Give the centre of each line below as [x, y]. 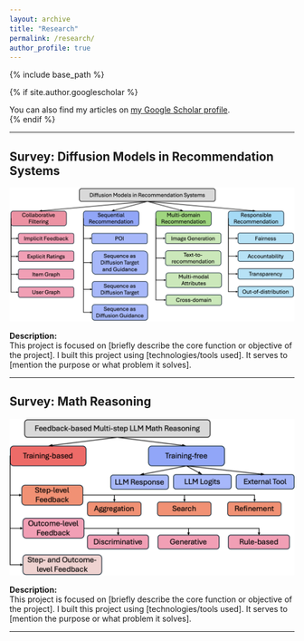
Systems [35, 171]
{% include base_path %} [57, 75]
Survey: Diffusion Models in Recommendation [142, 156]
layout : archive [40, 19]
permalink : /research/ [52, 38]
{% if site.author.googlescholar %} [74, 92]
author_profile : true [50, 48]
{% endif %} [33, 120]
